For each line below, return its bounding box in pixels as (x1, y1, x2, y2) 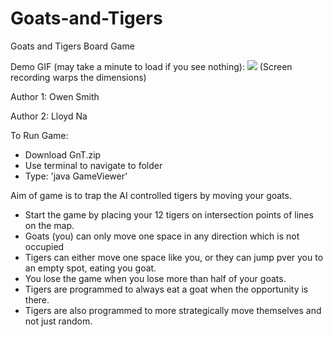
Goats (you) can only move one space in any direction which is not (24, 230, 300, 242)
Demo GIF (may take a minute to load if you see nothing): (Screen (10, 60, 293, 72)
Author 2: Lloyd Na (10, 110, 88, 122)
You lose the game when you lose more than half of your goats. (24, 272, 287, 284)
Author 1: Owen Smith (10, 90, 100, 102)
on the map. (24, 219, 75, 231)
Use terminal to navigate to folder (24, 159, 163, 171)
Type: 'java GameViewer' (24, 170, 128, 182)
